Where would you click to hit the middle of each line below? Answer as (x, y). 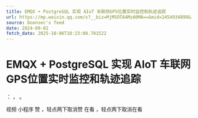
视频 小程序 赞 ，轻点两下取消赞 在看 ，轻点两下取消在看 (74, 109)
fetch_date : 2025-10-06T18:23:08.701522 (57, 34)
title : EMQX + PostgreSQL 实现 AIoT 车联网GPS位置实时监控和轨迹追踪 (86, 12)
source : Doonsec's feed (35, 22)
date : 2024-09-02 (27, 28)
